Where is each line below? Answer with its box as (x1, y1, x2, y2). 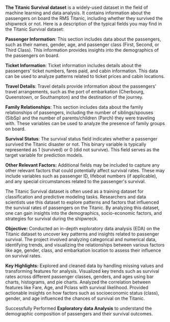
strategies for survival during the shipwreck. (5, 215, 99, 222)
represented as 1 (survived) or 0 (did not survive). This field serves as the (5, 147, 160, 153)
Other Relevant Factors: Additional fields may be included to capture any (5, 162, 160, 168)
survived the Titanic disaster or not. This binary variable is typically (5, 141, 147, 147)
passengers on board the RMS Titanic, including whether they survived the (5, 15, 163, 21)
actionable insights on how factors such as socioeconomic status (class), (5, 290, 159, 296)
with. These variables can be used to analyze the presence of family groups (5, 120, 165, 126)
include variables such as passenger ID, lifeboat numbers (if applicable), (5, 173, 157, 179)
